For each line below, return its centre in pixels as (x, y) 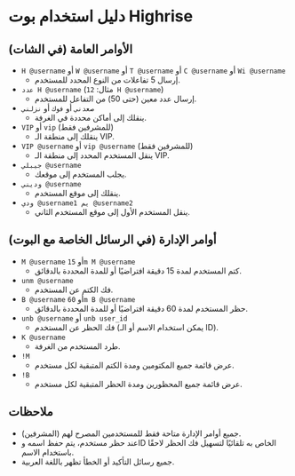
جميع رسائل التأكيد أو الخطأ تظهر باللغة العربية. (98, 461)
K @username (43, 337)
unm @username (47, 281)
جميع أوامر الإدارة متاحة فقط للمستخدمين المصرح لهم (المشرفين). (131, 433)
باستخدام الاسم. (48, 452)
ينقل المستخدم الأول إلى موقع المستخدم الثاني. (112, 212)
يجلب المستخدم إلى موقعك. (80, 174)
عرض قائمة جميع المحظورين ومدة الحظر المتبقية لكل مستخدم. (139, 384)
